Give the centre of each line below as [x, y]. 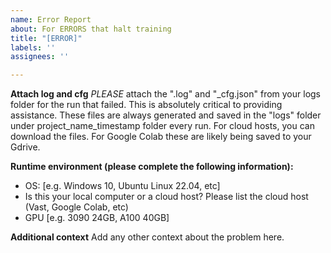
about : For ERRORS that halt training [91, 29]
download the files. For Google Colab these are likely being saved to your [161, 137]
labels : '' [33, 47]
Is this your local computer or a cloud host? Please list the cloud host [166, 197]
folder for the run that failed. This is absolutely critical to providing [146, 105]
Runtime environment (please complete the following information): [152, 167]
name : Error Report [51, 19]
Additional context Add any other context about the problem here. [147, 237]
